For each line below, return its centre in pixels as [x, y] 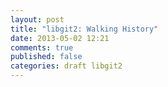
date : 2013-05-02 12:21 [60, 38]
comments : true [42, 47]
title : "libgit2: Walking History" [84, 29]
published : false [46, 57]
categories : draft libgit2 [66, 66]
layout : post [37, 19]
